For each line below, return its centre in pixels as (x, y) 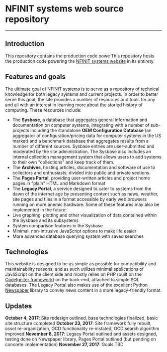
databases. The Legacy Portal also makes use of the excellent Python (77, 285)
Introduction (25, 44)
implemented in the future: (40, 209)
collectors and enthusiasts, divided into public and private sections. (81, 173)
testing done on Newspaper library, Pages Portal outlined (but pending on (81, 339)
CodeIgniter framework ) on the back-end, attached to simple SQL (72, 280)
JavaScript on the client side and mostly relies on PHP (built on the (73, 274)
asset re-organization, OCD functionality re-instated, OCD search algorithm (82, 329)
